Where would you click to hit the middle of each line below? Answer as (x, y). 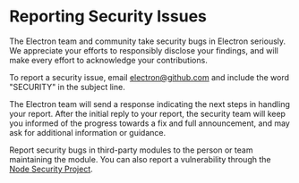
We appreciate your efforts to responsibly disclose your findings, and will (144, 50)
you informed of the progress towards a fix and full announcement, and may (150, 123)
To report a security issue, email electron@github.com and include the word (149, 77)
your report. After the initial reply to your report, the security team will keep (148, 113)
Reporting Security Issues (108, 17)
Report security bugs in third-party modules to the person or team (131, 150)
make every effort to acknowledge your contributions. (108, 60)
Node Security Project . (51, 169)
